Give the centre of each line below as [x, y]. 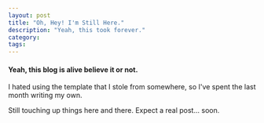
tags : [17, 45]
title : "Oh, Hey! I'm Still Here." [66, 23]
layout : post [29, 15]
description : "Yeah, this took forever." [77, 30]
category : [24, 37]
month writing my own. [45, 96]
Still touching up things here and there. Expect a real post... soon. [114, 110]
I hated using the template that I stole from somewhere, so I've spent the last [132, 87]
